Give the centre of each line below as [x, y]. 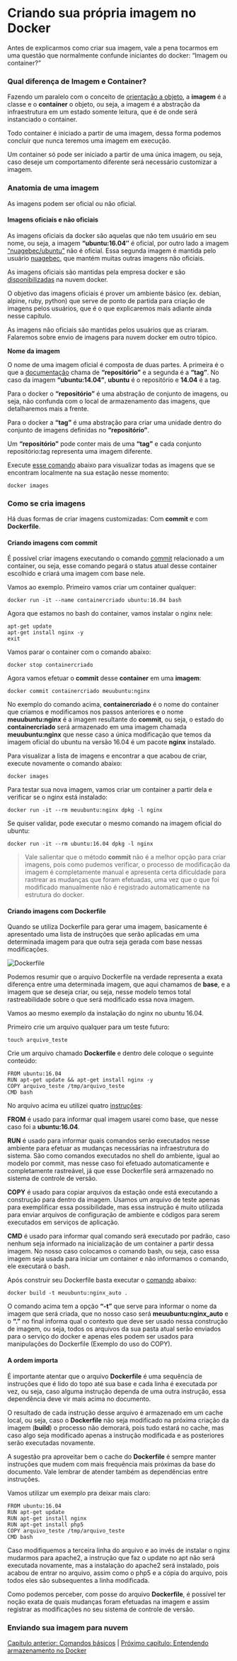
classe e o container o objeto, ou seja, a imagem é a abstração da [104, 104]
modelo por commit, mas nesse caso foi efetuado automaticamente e [109, 1163]
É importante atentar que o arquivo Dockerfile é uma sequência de [105, 1376]
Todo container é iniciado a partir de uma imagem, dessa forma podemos [114, 134]
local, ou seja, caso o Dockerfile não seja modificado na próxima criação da [118, 1420]
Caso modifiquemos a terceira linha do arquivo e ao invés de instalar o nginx [119, 1550]
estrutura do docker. [54, 895]
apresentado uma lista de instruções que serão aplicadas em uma [103, 935]
